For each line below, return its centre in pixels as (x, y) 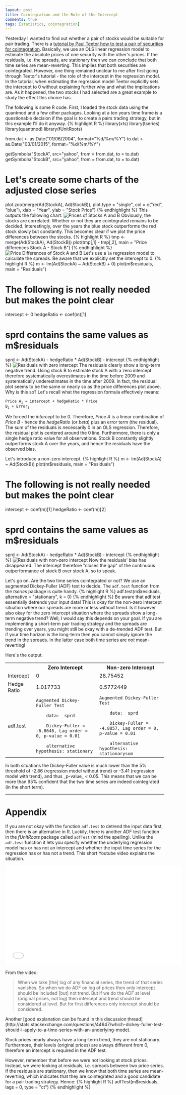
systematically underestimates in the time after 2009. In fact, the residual (81, 381)
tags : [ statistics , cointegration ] (43, 24)
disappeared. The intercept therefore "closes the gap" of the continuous (80, 565)
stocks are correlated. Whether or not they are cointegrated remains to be (82, 221)
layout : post (19, 10)
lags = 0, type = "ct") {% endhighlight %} (48, 1087)
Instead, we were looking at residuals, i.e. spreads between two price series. (85, 1065)
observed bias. (21, 449)
